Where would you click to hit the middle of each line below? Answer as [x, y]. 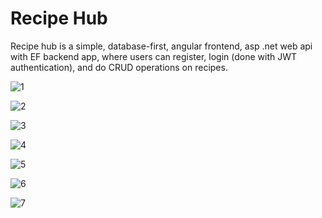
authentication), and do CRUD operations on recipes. [119, 67]
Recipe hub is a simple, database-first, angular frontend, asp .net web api [161, 46]
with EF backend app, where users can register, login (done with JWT [154, 56]
